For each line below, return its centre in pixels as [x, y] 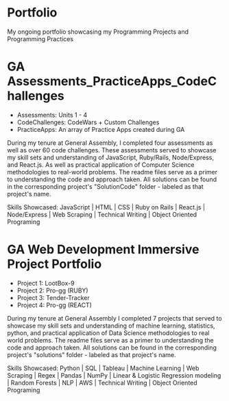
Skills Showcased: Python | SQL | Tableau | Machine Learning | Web [103, 368]
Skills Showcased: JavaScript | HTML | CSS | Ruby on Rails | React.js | [106, 207]
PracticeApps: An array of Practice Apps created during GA [101, 129]
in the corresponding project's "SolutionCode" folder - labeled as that [105, 186]
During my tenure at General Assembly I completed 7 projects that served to [114, 318]
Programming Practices [40, 38]
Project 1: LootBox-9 [46, 283]
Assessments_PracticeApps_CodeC [112, 81]
